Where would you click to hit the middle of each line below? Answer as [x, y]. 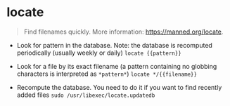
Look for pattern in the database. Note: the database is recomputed [114, 45]
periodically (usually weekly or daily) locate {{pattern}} [99, 53]
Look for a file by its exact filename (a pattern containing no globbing [117, 66]
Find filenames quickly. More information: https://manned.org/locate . [123, 32]
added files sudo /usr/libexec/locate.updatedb [86, 95]
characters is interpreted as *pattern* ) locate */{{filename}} [107, 74]
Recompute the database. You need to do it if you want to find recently [119, 87]
